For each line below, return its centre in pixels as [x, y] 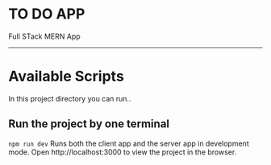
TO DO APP [47, 14]
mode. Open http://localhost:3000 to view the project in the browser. [123, 152]
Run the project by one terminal [89, 124]
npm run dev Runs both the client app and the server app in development [129, 143]
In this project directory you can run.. [70, 98]
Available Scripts [67, 76]
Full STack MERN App [44, 36]
